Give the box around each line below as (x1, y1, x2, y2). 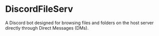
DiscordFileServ (5, 3, 73, 15)
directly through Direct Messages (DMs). (5, 25, 89, 31)
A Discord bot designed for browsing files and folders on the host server (5, 20, 154, 26)
